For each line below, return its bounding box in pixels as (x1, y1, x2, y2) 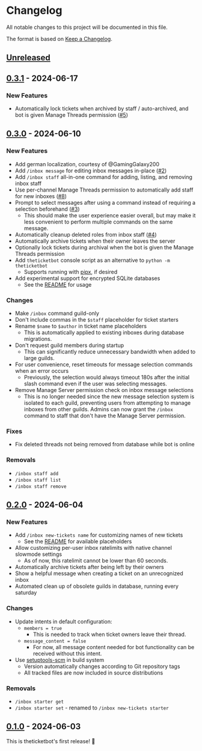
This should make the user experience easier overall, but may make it (23, 211, 196, 219)
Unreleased (6, 52, 51, 63)
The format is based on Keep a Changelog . (6, 35, 112, 42)
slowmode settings (14, 550, 62, 558)
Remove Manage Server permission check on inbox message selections (14, 387, 194, 393)
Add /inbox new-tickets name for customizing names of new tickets (14, 531, 183, 539)
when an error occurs (14, 367, 69, 374)
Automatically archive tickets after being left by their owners (14, 564, 164, 571)
